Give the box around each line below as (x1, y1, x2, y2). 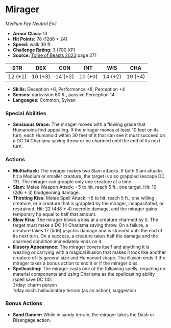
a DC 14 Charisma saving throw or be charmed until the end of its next (12, 138, 161, 144)
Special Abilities (5, 110, 46, 117)
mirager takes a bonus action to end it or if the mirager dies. (12, 260, 139, 266)
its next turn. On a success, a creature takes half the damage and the (12, 233, 158, 239)
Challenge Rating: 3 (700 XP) (12, 47, 76, 53)
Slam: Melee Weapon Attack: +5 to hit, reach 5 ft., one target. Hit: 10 (12, 184, 157, 190)
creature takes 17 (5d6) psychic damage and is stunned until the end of (12, 227, 163, 233)
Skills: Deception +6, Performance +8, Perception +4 (12, 86, 125, 92)
